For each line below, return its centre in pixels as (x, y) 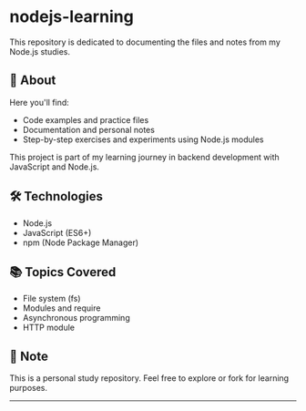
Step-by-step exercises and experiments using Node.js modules (143, 139)
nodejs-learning (71, 17)
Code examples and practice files (86, 119)
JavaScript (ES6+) (57, 232)
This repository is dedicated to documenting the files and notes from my (145, 42)
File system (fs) (51, 299)
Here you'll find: (40, 102)
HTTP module (49, 328)
